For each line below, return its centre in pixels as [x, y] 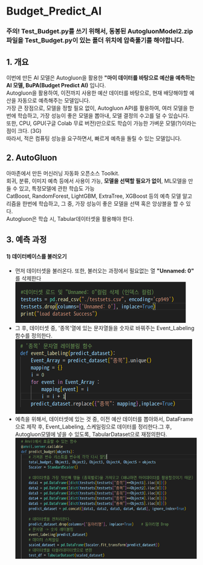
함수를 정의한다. [34, 336]
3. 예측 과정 [27, 240]
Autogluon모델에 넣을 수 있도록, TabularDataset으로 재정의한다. [91, 435]
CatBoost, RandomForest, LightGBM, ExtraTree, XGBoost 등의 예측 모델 [94, 196]
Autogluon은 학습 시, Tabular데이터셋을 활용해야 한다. [70, 218]
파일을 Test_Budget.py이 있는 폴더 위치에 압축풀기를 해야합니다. [95, 41]
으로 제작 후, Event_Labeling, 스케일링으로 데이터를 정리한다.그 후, [93, 427]
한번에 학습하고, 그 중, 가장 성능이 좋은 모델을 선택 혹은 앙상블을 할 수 [103, 203]
